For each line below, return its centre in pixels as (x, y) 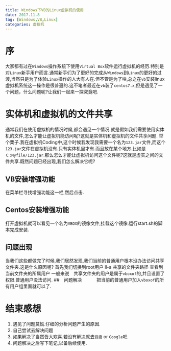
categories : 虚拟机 (25, 24)
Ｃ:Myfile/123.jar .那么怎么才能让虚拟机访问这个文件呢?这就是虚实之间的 (82, 155)
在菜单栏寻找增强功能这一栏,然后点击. (45, 192)
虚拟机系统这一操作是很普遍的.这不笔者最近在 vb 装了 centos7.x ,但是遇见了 (82, 85)
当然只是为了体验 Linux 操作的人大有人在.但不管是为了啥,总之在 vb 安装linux (88, 79)
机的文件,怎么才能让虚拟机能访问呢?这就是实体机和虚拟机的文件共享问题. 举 (84, 136)
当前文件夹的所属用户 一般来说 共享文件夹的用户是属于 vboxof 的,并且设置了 (85, 273)
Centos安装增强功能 (37, 210)
